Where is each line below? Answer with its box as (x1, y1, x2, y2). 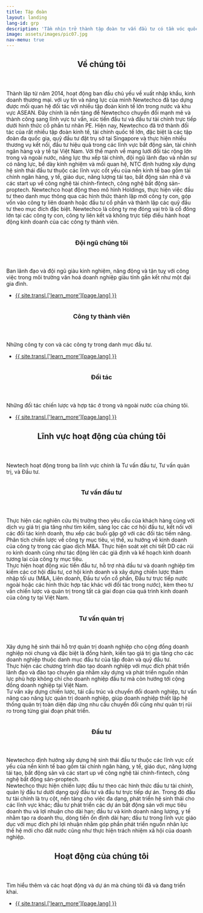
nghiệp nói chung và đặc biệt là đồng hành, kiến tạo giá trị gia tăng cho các (6, 650, 194, 657)
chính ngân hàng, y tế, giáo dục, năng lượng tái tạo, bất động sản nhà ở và (6, 173, 192, 181)
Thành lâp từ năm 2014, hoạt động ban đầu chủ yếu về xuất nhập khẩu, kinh (6, 90, 196, 97)
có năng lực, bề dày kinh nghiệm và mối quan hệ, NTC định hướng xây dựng (6, 161, 196, 168)
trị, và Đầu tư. (6, 468, 40, 475)
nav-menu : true (6, 37, 45, 43)
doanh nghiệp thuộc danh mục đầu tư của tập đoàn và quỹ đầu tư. (6, 656, 171, 663)
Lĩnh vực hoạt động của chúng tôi (37, 431, 166, 441)
